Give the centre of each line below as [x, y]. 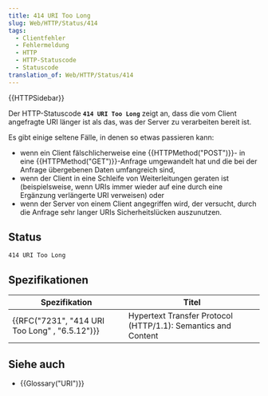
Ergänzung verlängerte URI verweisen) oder [92, 195]
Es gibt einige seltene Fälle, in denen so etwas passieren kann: [111, 137]
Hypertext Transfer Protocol [181, 316]
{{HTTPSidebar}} [37, 97]
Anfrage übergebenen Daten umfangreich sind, [97, 169]
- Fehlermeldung [42, 46]
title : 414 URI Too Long [49, 16]
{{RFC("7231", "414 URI [59, 321]
